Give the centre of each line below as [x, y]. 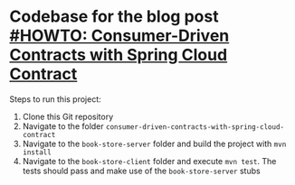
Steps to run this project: [55, 99]
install [37, 152]
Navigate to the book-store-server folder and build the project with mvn [154, 143]
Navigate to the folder [63, 126]
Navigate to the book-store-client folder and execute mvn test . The [149, 161]
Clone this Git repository [68, 116]
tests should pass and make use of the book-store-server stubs [141, 171]
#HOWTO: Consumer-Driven [119, 36]
